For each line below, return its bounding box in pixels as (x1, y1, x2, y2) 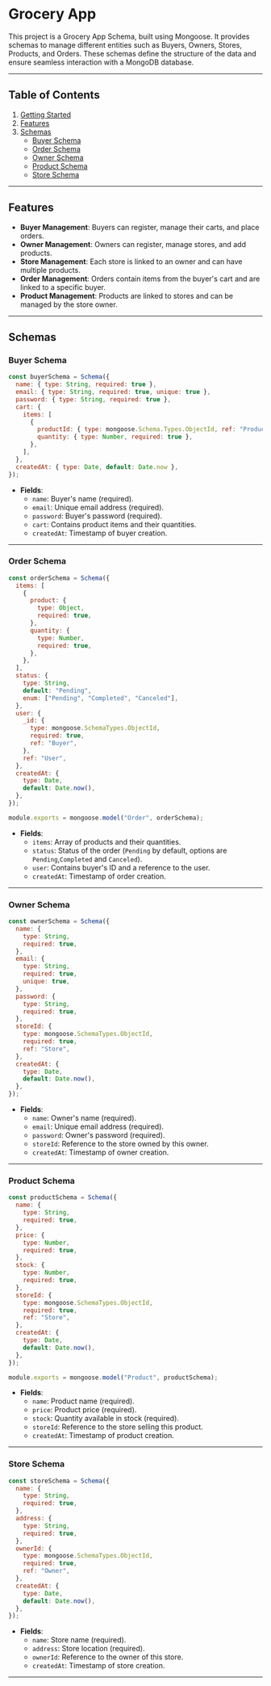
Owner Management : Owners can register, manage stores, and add (19, 239, 247, 249)
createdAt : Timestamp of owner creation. (31, 1147, 169, 1157)
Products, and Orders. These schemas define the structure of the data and (8, 48, 256, 58)
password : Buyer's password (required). (31, 510, 163, 521)
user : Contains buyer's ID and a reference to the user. (31, 862, 211, 872)
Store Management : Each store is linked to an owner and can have (19, 256, 243, 266)
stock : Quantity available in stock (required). (31, 1414, 180, 1424)
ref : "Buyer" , (29, 740, 78, 748)
